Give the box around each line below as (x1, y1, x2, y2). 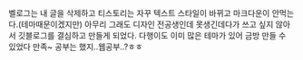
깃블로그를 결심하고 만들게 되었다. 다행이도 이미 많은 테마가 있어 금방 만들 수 (17, 30, 287, 40)
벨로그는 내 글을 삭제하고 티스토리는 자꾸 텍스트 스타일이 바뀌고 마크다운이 (8, 8, 270, 18)
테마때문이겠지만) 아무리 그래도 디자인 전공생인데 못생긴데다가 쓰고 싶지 (21, 19, 274, 30)
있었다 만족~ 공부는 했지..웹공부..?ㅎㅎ (8, 41, 143, 52)
